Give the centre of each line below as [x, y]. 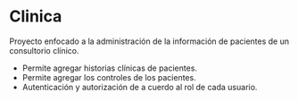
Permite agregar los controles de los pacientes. [109, 77]
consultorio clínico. [44, 50]
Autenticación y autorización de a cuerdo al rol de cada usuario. [140, 87]
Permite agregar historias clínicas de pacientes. [110, 68]
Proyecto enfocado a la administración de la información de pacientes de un [149, 41]
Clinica [36, 17]
